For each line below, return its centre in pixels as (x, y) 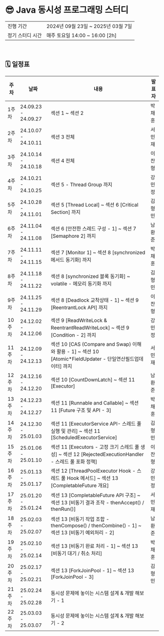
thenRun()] (63, 509)
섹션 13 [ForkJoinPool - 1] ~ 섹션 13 (92, 570)
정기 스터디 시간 (25, 35)
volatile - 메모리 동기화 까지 (81, 283)
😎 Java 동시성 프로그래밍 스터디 (67, 10)
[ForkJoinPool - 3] (72, 577)
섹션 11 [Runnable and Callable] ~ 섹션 (95, 403)
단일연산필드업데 (125, 359)
